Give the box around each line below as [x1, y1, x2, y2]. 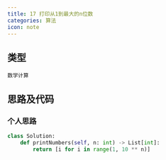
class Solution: [7, 132, 55, 139]
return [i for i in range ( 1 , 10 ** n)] [33, 146, 151, 153]
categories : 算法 [7, 17, 57, 24]
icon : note [7, 23, 40, 30]
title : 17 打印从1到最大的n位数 [7, 10, 94, 18]
